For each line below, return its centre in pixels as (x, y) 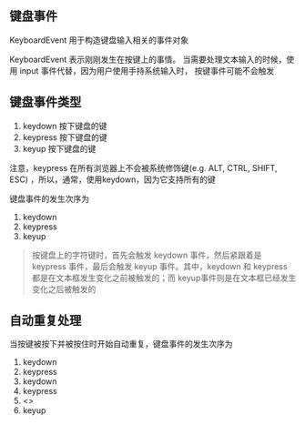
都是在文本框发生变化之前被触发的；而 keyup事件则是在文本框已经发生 (164, 278)
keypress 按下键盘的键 (65, 137)
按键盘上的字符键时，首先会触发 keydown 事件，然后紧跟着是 (147, 255)
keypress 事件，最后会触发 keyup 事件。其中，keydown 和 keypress (160, 266)
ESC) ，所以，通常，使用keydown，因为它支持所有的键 (112, 179)
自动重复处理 (46, 321)
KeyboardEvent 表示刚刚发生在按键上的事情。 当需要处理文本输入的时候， (148, 59)
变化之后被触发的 (64, 288)
